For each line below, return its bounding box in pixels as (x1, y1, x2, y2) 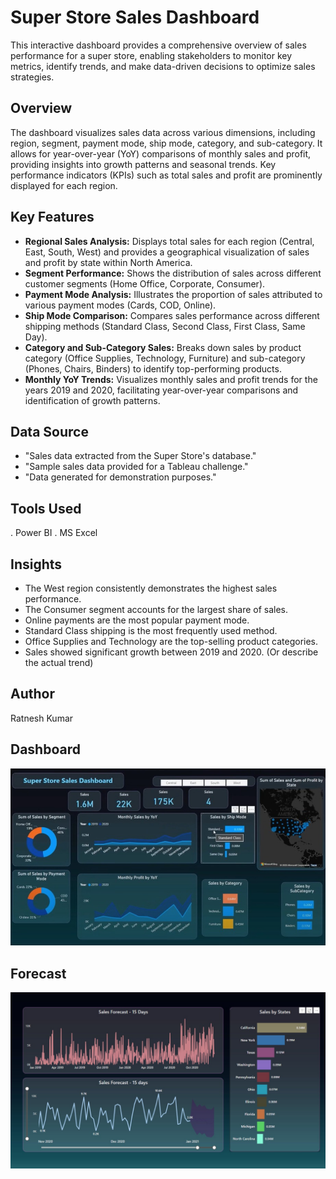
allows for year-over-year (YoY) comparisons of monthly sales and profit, (10, 147, 312, 160)
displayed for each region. (10, 179, 118, 191)
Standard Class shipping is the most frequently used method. (24, 625, 278, 636)
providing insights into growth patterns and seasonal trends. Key (10, 158, 277, 170)
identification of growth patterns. (24, 394, 161, 406)
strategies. (10, 71, 55, 83)
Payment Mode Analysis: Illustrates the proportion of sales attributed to (24, 288, 323, 300)
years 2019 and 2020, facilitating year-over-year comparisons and (24, 384, 299, 396)
